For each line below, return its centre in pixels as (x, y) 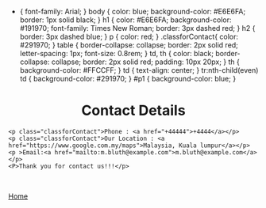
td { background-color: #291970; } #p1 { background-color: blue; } (128, 79)
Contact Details (133, 111)
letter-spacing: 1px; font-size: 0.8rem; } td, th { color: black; (117, 53)
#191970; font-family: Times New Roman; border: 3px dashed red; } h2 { (137, 28)
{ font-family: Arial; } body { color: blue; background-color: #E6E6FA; (133, 11)
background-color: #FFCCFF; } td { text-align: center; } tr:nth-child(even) (139, 70)
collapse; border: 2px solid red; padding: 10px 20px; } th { (146, 62)
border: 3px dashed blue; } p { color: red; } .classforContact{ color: (129, 36)
